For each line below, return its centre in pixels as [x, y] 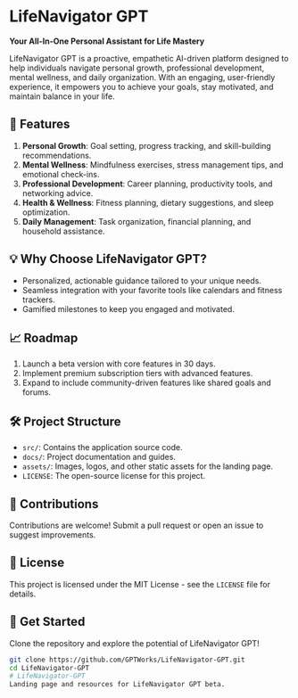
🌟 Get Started [47, 622]
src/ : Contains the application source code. [102, 448]
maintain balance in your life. [62, 96]
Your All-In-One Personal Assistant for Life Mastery [107, 41]
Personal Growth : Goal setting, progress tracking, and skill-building [147, 145]
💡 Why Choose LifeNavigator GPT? [108, 259]
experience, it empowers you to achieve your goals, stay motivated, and [141, 86]
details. [23, 594]
